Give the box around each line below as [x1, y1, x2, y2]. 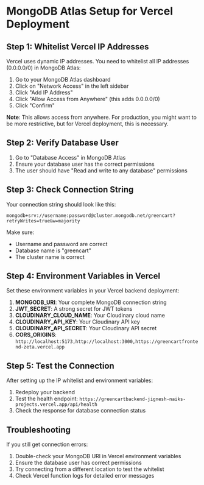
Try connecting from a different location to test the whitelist [15, 466, 164, 473]
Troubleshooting [6, 425, 71, 435]
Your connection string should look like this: [6, 200, 116, 208]
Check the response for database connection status [15, 407, 146, 414]
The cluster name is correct [15, 253, 85, 260]
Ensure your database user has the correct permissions [15, 160, 155, 168]
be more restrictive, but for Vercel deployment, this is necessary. [6, 120, 169, 127]
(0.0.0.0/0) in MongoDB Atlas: [6, 64, 81, 71]
